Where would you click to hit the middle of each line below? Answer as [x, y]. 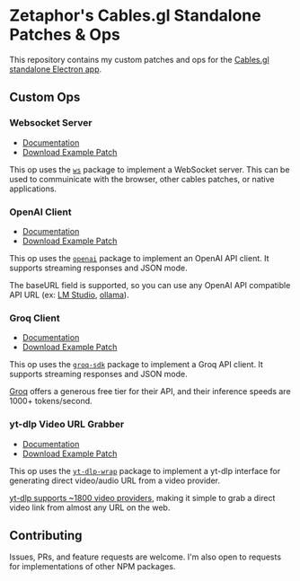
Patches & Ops [65, 35]
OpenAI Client [40, 212]
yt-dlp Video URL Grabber [67, 425]
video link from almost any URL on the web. [90, 507]
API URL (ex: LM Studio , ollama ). [69, 295]
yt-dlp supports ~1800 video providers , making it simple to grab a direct [142, 497]
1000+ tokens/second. [51, 401]
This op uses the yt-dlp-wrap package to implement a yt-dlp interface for [145, 471]
